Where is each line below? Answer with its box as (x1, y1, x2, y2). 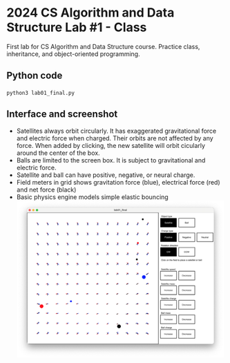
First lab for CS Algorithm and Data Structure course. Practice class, (6, 42, 200, 50)
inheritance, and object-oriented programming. (6, 50, 140, 58)
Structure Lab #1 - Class (6, 19, 147, 35)
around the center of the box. (16, 149, 101, 157)
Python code (6, 70, 63, 82)
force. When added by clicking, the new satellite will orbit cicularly (16, 141, 205, 149)
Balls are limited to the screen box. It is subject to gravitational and (16, 156, 206, 164)
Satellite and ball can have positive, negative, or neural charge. (16, 171, 195, 179)
